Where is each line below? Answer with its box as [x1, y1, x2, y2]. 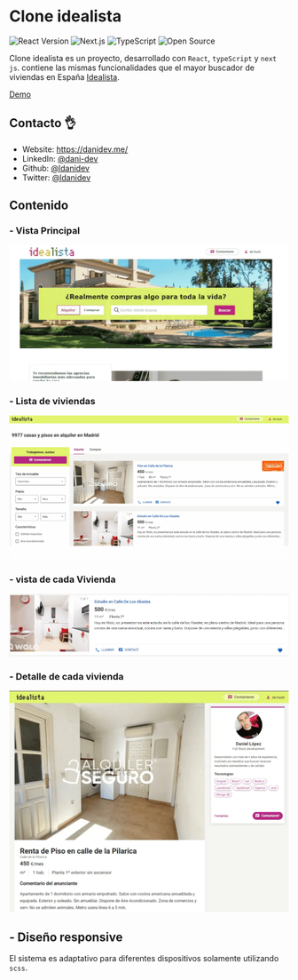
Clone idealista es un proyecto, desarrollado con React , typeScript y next [9, 52, 278, 63]
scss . [9, 962, 28, 974]
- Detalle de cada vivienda [9, 670, 124, 682]
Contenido [9, 198, 69, 213]
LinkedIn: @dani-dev [21, 153, 98, 163]
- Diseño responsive [9, 929, 123, 944]
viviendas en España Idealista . [9, 71, 120, 82]
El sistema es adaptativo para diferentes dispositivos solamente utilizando [9, 953, 279, 964]
